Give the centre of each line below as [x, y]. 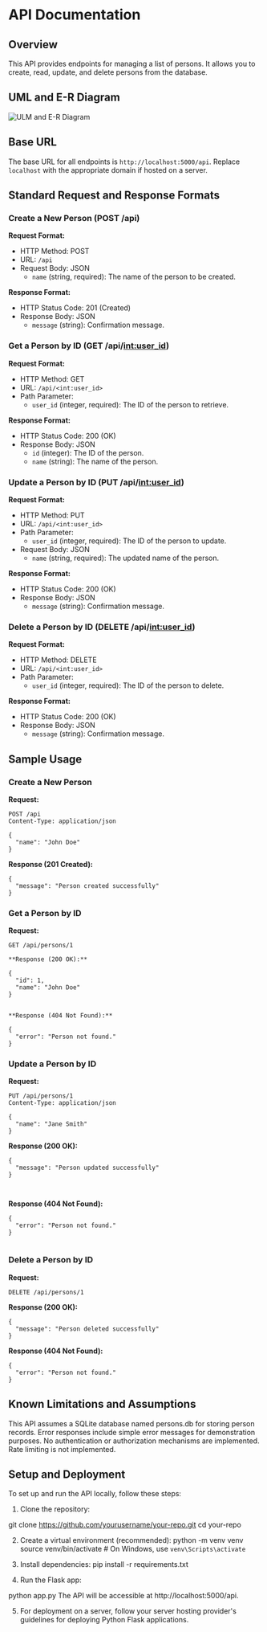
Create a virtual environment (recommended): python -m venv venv [131, 1540]
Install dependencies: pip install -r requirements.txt [104, 1565]
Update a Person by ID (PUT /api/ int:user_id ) [96, 482]
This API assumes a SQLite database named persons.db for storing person [131, 1423]
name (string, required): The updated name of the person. [125, 558]
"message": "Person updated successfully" [87, 1168]
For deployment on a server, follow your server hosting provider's [128, 1611]
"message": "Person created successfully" [87, 886]
